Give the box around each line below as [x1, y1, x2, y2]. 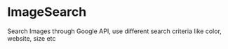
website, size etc [7, 34, 56, 42]
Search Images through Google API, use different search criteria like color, [7, 27, 222, 35]
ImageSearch [7, 4, 87, 20]
